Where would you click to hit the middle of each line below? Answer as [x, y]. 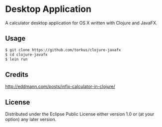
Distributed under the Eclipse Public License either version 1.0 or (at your [80, 114]
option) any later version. [31, 119]
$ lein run [16, 59]
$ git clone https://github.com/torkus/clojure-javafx [63, 50]
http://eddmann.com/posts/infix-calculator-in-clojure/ [60, 87]
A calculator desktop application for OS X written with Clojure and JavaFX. [81, 23]
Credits [17, 75]
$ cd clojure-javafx [27, 55]
